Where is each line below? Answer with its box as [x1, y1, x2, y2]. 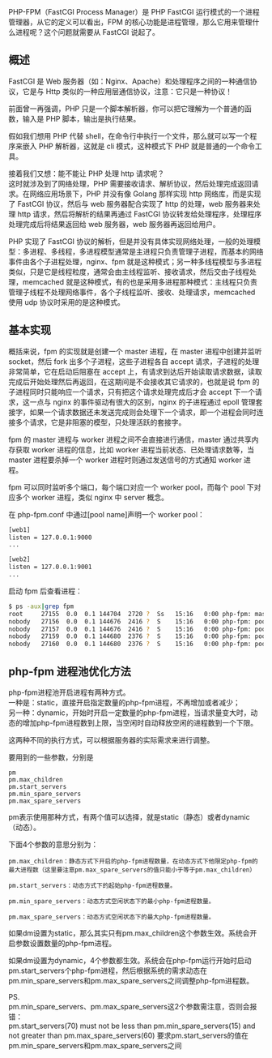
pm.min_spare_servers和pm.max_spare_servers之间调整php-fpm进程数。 [8, 975, 254, 985]
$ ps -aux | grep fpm [8, 602, 74, 610]
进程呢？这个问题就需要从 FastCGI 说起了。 [15, 28, 160, 36]
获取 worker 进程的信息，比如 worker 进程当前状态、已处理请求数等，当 [15, 444, 255, 454]
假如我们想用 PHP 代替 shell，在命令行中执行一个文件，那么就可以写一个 [8, 131, 250, 140]
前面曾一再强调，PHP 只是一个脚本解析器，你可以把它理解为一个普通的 [8, 104, 245, 114]
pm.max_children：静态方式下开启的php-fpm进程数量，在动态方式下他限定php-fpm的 [8, 857, 258, 865]
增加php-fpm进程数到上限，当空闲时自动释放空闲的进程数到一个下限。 [22, 717, 257, 727]
